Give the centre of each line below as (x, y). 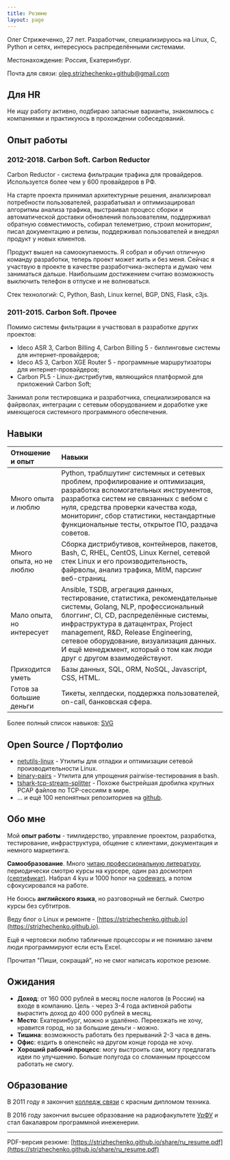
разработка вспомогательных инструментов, (137, 490)
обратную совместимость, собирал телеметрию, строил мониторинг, (110, 224)
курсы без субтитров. (39, 906)
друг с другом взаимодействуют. (117, 658)
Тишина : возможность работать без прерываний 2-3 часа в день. (114, 1035)
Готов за (25, 689)
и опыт (22, 461)
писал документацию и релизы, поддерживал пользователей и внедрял (113, 231)
